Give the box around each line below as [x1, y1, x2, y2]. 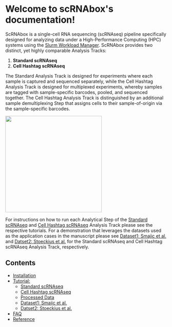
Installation [12, 272, 36, 278]
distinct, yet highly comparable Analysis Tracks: [5, 47, 107, 53]
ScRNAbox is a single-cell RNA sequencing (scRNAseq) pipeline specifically [5, 31, 167, 37]
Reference [12, 316, 35, 322]
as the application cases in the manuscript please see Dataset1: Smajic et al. [5, 232, 167, 239]
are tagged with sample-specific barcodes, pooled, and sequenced [5, 89, 148, 95]
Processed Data [20, 294, 55, 300]
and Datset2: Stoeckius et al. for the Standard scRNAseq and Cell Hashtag [5, 238, 163, 244]
